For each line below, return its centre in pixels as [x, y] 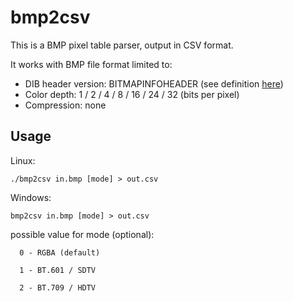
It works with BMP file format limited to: [91, 64]
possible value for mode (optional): [82, 234]
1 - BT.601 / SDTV [58, 270]
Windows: [31, 197]
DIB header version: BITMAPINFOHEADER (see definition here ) [154, 83]
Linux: [23, 160]
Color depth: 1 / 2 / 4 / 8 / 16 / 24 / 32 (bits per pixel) [132, 94]
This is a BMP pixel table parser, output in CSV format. [122, 45]
